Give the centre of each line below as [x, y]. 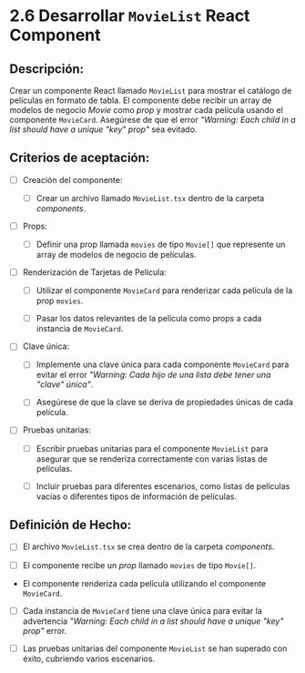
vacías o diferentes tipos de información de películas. [136, 496]
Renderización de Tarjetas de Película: [94, 272]
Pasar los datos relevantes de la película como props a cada [149, 319]
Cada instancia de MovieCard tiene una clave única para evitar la [142, 610]
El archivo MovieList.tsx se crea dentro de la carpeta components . [148, 546]
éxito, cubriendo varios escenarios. [89, 658]
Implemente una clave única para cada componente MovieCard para [163, 364]
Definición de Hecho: [71, 525]
